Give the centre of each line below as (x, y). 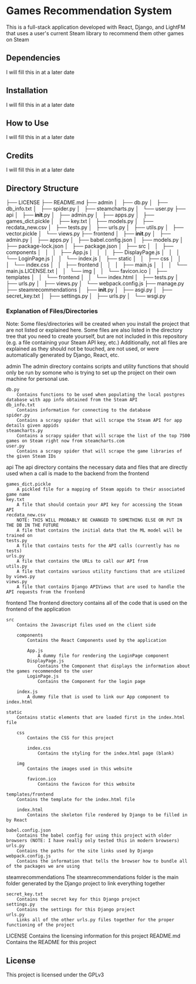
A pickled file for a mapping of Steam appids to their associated (101, 489)
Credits (20, 156)
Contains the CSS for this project (71, 738)
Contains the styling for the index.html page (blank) (106, 753)
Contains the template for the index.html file (76, 800)
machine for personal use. (38, 379)
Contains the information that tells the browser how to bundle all (102, 861)
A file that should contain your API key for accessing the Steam (99, 505)
